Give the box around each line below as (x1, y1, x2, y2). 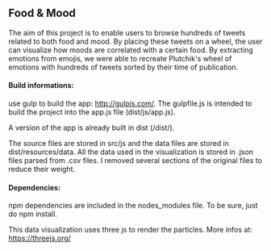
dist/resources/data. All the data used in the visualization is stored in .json (8, 147, 254, 157)
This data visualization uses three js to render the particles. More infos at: (8, 225, 252, 235)
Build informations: (8, 81, 74, 90)
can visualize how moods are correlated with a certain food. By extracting (8, 44, 254, 55)
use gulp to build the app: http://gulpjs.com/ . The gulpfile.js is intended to (8, 98, 252, 108)
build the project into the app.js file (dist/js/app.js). (8, 107, 176, 117)
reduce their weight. (8, 165, 76, 174)
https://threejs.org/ (8, 233, 71, 243)
